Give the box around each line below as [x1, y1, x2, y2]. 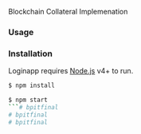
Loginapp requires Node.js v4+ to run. [8, 66, 134, 76]
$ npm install [8, 81, 56, 90]
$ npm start [8, 96, 48, 104]
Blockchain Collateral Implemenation [8, 7, 128, 16]
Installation [8, 48, 53, 59]
